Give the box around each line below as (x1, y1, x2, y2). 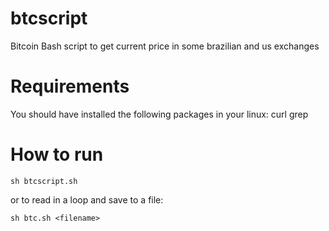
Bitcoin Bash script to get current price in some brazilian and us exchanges (10, 40, 320, 52)
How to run (10, 143, 104, 166)
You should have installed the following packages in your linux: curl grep (10, 108, 309, 120)
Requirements (10, 75, 130, 98)
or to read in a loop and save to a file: (10, 193, 164, 206)
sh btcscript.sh (10, 176, 78, 186)
